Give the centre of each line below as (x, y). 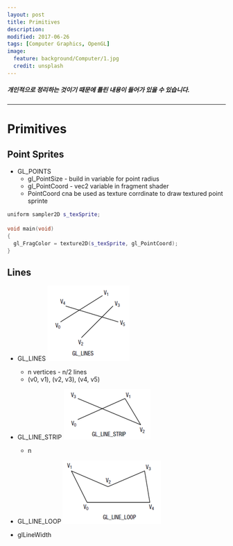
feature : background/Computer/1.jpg (66, 59)
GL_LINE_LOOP (39, 521)
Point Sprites (36, 155)
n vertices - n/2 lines (57, 372)
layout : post (26, 15)
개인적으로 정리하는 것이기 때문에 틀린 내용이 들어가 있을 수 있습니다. (98, 90)
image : (17, 51)
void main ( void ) (31, 229)
